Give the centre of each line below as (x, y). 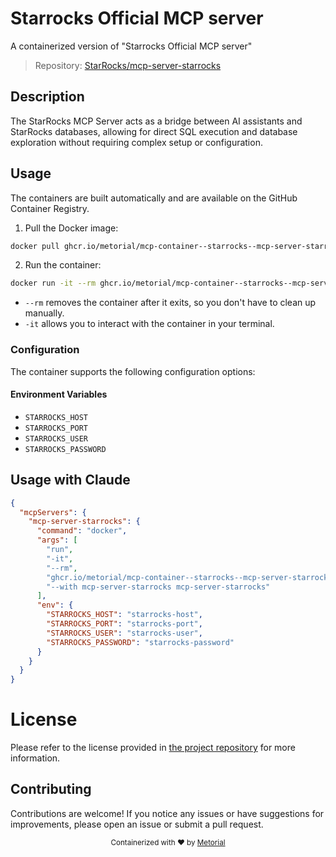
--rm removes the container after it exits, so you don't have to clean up (170, 303)
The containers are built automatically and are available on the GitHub (154, 198)
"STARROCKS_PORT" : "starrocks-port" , (124, 624)
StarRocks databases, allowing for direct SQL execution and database (154, 131)
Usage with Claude (70, 480)
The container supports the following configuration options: (133, 371)
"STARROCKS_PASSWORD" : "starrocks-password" (140, 642)
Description (47, 97)
